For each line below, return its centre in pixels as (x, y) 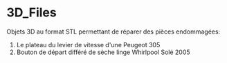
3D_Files (31, 13)
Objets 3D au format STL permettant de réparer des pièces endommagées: (113, 32)
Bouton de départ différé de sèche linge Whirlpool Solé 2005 (103, 52)
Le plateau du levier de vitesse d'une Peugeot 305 (88, 45)
